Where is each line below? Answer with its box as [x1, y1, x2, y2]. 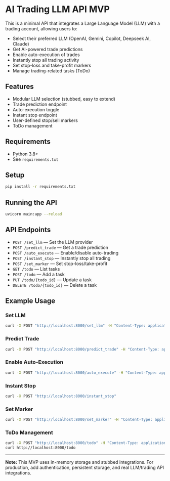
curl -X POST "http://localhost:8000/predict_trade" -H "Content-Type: [5, 346, 159, 352]
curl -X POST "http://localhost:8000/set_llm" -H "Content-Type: [5, 323, 146, 328]
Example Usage [5, 297, 56, 305]
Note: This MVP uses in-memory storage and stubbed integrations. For [5, 459, 154, 465]
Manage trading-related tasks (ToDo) [12, 67, 90, 74]
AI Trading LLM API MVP [5, 4, 110, 15]
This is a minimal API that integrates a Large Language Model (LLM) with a [5, 20, 160, 26]
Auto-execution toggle [12, 106, 60, 112]
